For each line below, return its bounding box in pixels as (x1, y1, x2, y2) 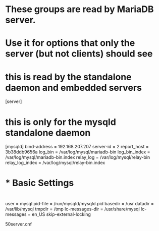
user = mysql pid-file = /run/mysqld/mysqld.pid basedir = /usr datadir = (5, 200, 154, 206)
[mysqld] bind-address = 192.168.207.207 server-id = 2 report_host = (5, 144, 149, 150)
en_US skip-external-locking (32, 211, 91, 217)
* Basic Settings (5, 178, 74, 189)
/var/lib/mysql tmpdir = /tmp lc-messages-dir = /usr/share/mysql (5, 206, 140, 212)
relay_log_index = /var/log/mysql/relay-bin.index (5, 160, 105, 166)
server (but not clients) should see (5, 48, 153, 60)
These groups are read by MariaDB (5, 4, 154, 15)
